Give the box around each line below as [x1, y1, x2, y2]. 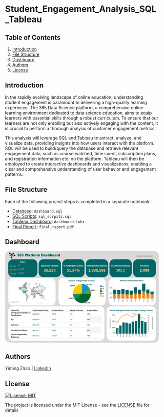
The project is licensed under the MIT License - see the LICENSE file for [5, 402, 150, 408]
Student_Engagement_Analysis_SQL [5, 3, 157, 15]
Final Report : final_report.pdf [12, 224, 74, 230]
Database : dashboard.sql [12, 208, 62, 214]
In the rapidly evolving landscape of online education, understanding [5, 94, 143, 100]
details [5, 407, 19, 413]
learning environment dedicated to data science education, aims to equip [5, 110, 152, 116]
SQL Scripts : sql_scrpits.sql [12, 213, 72, 219]
